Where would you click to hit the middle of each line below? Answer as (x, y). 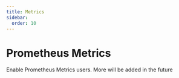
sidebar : (17, 18)
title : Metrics (25, 12)
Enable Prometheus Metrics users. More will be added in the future (90, 70)
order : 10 (24, 23)
